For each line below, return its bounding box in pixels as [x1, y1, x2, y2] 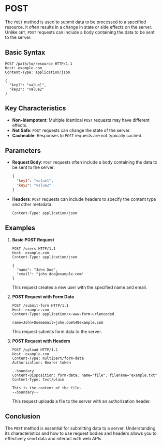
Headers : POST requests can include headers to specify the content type [12, 196, 156, 202]
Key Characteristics [5, 104, 66, 112]
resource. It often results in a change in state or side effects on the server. [5, 24, 152, 30]
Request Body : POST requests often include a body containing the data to [12, 159, 158, 165]
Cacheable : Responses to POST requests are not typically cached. [12, 132, 143, 138]
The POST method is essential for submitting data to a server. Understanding [5, 425, 156, 431]
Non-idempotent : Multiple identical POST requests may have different [12, 117, 150, 123]
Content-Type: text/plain [12, 377, 64, 382]
